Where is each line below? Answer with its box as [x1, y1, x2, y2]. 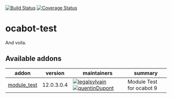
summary [134, 69, 158, 77]
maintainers [82, 69, 113, 77]
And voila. [5, 39, 27, 45]
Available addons [5, 54, 62, 63]
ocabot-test [5, 23, 57, 34]
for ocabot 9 [127, 84, 158, 91]
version [45, 69, 65, 77]
